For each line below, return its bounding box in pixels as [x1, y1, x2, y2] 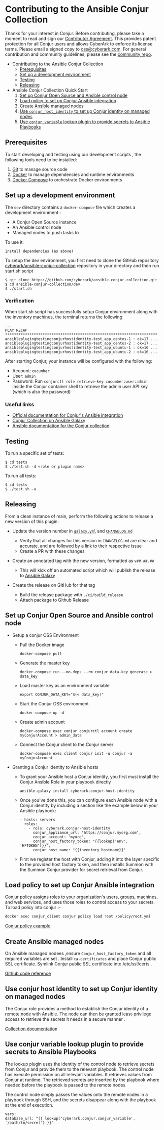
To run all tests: [5, 473, 36, 478]
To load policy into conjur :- [5, 905, 61, 911]
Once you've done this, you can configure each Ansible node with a [19, 797, 158, 803]
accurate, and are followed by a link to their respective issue [19, 543, 142, 549]
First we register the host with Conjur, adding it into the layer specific [19, 856, 160, 862]
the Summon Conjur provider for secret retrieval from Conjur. [19, 867, 144, 872]
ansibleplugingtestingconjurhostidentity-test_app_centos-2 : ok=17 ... [5, 341, 158, 346]
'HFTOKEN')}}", [19, 843, 51, 848]
